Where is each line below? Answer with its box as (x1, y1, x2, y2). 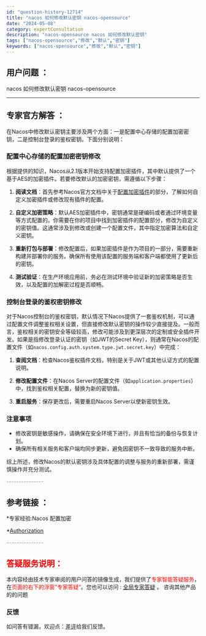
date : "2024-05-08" (6, 20, 56, 26)
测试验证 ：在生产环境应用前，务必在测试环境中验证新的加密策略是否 (15, 273, 188, 280)
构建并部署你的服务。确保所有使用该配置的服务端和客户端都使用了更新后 (15, 252, 198, 259)
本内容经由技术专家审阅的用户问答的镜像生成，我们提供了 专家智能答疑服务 (6, 576, 194, 583)
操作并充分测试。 (11, 466, 55, 473)
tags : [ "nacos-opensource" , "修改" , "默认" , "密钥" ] (6, 37, 131, 44)
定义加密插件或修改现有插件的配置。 (15, 196, 107, 203)
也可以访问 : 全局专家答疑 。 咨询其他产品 (91, 583, 196, 591)
